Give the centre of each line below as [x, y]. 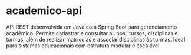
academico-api [44, 11]
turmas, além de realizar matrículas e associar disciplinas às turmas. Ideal [96, 39]
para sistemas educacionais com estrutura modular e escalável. [83, 46]
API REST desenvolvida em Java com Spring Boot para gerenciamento [92, 27]
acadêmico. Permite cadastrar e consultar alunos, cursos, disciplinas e [92, 33]
